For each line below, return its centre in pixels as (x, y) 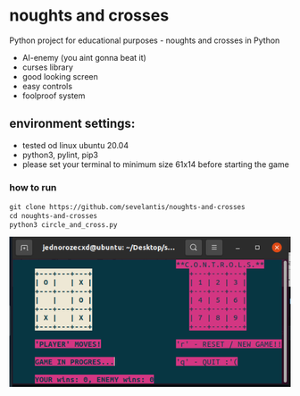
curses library (48, 67)
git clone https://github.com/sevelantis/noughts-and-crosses (127, 207)
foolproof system (54, 96)
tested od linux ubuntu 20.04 (75, 145)
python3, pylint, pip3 (60, 155)
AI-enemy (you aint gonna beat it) (84, 57)
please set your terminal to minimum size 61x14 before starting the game (156, 164)
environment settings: (72, 124)
